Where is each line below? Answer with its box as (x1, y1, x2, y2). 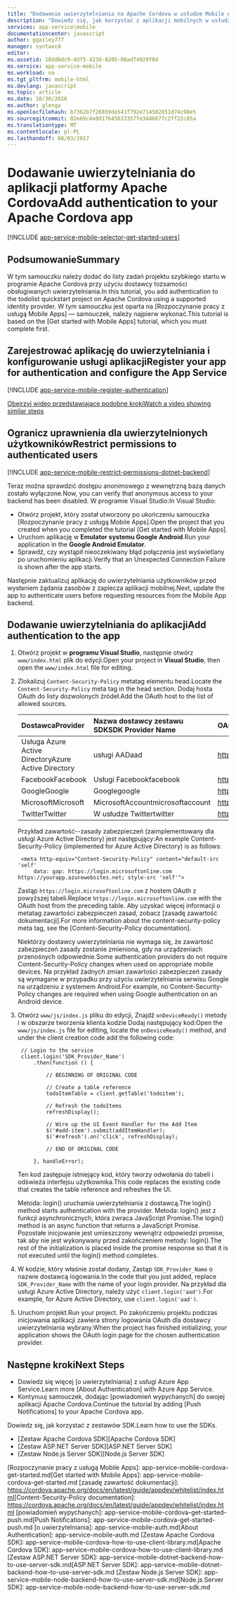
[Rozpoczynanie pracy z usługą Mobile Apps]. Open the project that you (17, 517, 225, 526)
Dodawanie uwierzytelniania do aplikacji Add (7, 619, 206, 631)
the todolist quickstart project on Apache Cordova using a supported (7, 295, 206, 303)
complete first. (7, 325, 50, 333)
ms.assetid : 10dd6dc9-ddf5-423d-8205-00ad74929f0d (7, 56, 159, 63)
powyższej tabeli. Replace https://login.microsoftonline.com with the (17, 894, 222, 902)
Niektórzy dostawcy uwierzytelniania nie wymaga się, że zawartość (17, 938, 214, 946)
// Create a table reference (46, 1084, 131, 1091)
